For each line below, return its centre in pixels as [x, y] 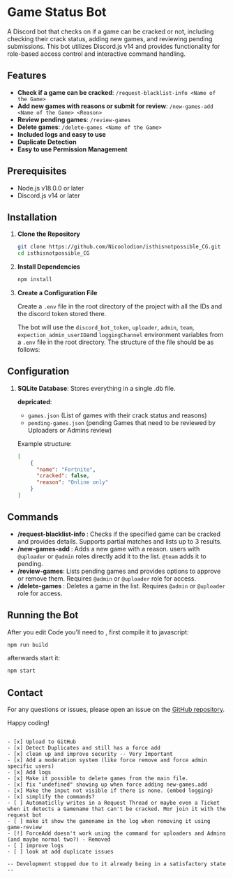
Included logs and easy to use [61, 134]
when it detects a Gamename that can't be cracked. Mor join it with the [117, 809]
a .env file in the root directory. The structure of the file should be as [115, 342]
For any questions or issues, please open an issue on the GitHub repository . [116, 710]
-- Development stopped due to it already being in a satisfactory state [117, 864]
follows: [29, 349]
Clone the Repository [48, 234]
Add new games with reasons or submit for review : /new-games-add [115, 106]
